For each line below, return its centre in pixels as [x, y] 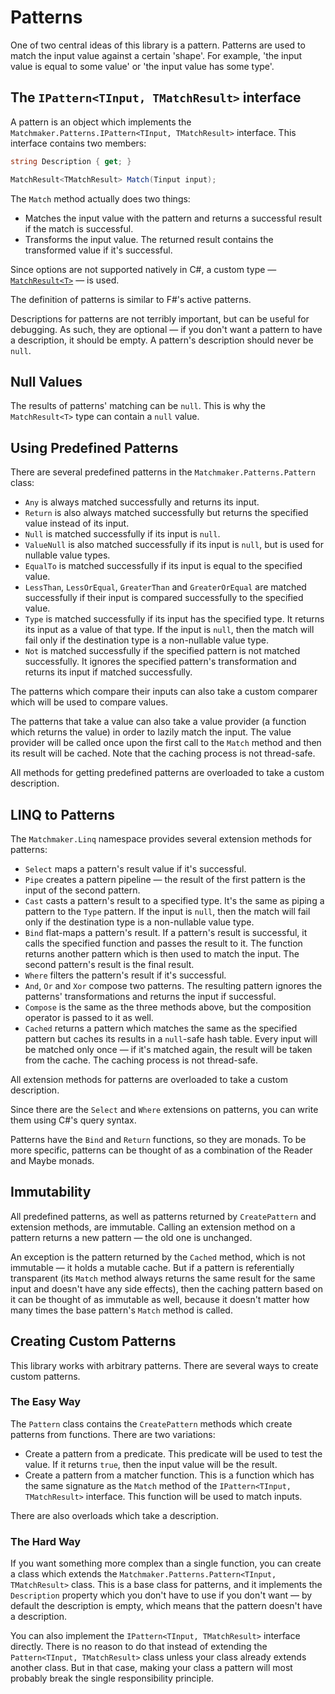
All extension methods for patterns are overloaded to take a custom [149, 1079]
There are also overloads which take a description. [114, 1515]
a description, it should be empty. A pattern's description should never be [162, 340]
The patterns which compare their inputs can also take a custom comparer [164, 692]
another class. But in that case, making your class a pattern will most [151, 1668]
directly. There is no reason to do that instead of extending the [139, 1647]
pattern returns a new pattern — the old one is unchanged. [131, 1237]
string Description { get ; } [71, 161]
